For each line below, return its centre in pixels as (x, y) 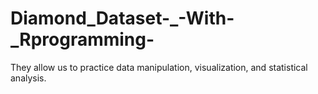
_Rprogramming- (82, 39)
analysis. (28, 78)
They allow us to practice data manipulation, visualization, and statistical (159, 67)
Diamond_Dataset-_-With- (122, 18)
